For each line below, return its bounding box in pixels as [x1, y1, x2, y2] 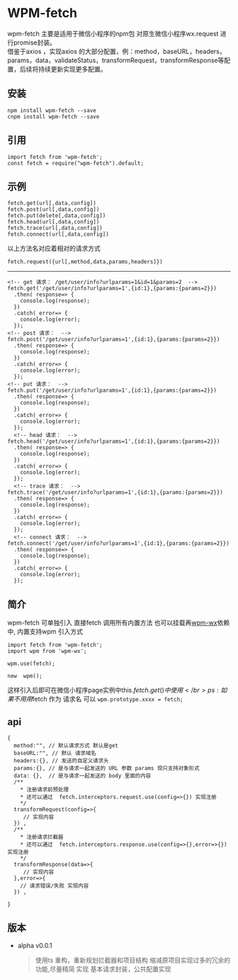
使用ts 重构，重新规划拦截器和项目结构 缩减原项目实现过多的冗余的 [35, 956, 231, 964]
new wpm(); [7, 673, 42, 680]
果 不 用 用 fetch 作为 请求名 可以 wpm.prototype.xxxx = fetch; [7, 695, 183, 703]
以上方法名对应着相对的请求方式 [7, 244, 101, 253]
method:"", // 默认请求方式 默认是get [13, 742, 119, 749]
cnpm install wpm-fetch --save [7, 113, 100, 120]
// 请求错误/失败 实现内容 [20, 882, 89, 889]
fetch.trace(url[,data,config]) [7, 225, 103, 232]
